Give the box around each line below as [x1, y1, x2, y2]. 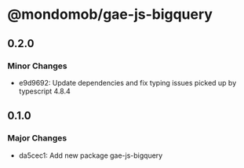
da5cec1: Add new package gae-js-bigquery [18, 151, 163, 160]
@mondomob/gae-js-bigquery [7, 5, 213, 24]
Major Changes [7, 133, 67, 144]
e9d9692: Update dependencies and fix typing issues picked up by [18, 78, 237, 87]
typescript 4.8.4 [18, 86, 71, 96]
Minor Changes [7, 60, 67, 71]
